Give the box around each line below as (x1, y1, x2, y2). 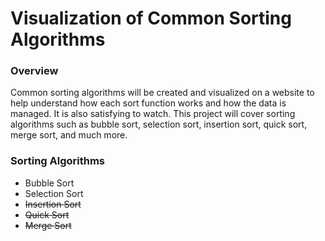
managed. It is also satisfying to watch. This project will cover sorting (10, 108, 296, 120)
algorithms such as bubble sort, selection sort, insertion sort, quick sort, (10, 118, 308, 131)
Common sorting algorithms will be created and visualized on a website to (10, 87, 315, 99)
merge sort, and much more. (10, 129, 128, 141)
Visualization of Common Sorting (10, 7, 292, 30)
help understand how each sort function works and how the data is (10, 97, 287, 109)
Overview (10, 64, 59, 78)
